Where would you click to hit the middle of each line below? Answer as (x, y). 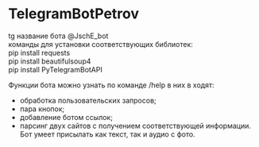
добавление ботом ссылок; (66, 117)
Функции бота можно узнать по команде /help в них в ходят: (111, 85)
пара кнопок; (42, 109)
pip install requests (39, 52)
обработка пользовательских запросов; (88, 100)
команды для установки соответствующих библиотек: (101, 44)
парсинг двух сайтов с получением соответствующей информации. (135, 126)
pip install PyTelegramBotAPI (56, 69)
